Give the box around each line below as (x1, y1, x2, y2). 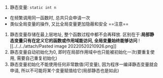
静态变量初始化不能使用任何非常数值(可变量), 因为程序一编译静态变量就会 (9, 61, 158, 67)
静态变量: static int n (9, 4, 57, 10)
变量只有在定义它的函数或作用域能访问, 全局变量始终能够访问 (14, 38, 138, 43)
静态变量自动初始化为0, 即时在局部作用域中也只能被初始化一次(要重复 (9, 49, 151, 55)
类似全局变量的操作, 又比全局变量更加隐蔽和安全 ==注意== (9, 21, 129, 27)
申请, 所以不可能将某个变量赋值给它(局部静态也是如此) (9, 68, 119, 73)
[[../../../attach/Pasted (9, 43, 53, 49)
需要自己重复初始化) (16, 55, 58, 61)
